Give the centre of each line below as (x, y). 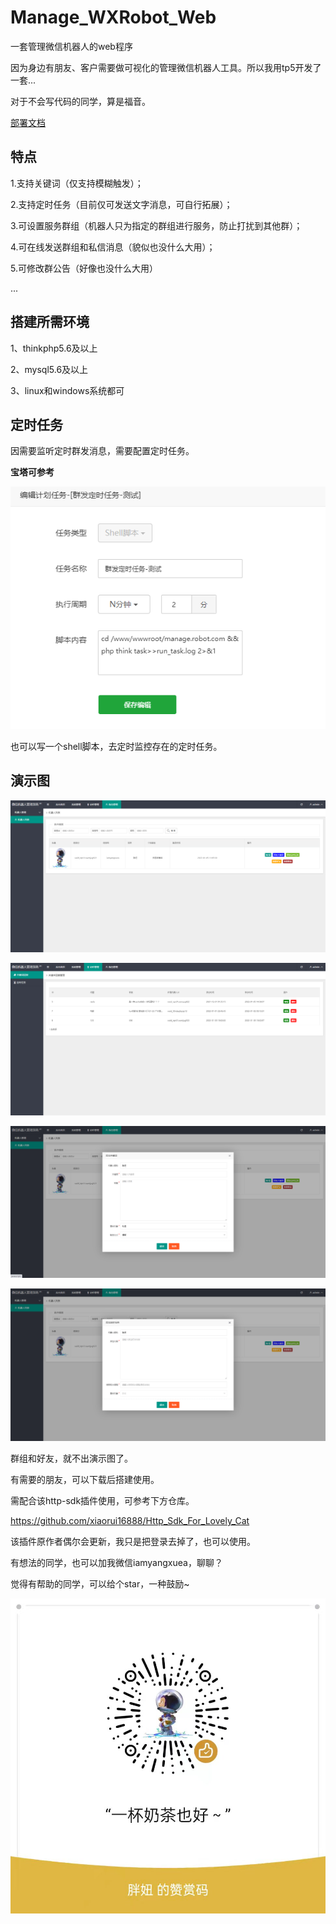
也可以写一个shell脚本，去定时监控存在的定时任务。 (116, 746)
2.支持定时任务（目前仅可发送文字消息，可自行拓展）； (121, 204)
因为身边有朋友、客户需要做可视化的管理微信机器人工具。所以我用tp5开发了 (166, 67)
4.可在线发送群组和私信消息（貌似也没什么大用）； (113, 247)
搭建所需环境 (50, 322)
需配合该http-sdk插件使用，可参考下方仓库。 (102, 1501)
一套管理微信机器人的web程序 (71, 46)
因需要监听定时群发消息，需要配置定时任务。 (102, 451)
